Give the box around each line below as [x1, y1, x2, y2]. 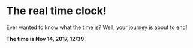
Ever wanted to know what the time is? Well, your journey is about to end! [6, 24, 188, 31]
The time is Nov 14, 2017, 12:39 [6, 35, 85, 42]
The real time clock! [6, 4, 107, 18]
